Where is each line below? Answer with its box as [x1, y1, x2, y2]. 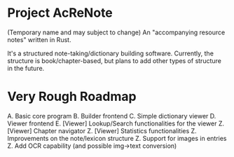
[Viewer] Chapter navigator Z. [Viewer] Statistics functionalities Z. [7, 126, 198, 135]
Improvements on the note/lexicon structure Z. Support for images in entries [7, 134, 227, 142]
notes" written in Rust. [7, 35, 71, 43]
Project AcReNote [7, 5, 113, 21]
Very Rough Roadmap [7, 89, 137, 104]
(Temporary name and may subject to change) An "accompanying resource [7, 28, 226, 36]
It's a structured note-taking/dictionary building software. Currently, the [7, 49, 214, 57]
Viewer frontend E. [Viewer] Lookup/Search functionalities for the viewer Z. [7, 119, 224, 128]
